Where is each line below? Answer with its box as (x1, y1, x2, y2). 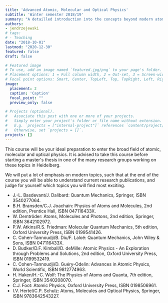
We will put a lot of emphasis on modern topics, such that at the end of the (5, 171, 159, 177)
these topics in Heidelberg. (5, 162, 61, 168)
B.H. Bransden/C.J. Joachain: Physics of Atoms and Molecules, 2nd (12, 202, 152, 208)
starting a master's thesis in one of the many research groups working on (5, 156, 156, 162)
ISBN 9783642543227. (12, 293, 60, 299)
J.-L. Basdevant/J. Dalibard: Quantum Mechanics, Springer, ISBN (12, 192, 146, 198)
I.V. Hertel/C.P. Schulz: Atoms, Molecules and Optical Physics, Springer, (12, 287, 160, 293)
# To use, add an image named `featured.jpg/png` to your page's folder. (5, 67, 162, 72)
